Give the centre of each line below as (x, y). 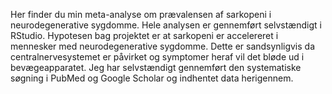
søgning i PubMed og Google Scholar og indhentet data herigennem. (152, 78)
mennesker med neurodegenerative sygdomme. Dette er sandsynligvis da (163, 46)
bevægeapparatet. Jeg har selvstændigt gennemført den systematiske (156, 67)
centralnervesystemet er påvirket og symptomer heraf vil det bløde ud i (157, 57)
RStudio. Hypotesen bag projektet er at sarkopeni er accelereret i (144, 35)
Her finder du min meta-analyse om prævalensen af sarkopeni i (141, 14)
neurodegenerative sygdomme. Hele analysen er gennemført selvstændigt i (166, 25)
